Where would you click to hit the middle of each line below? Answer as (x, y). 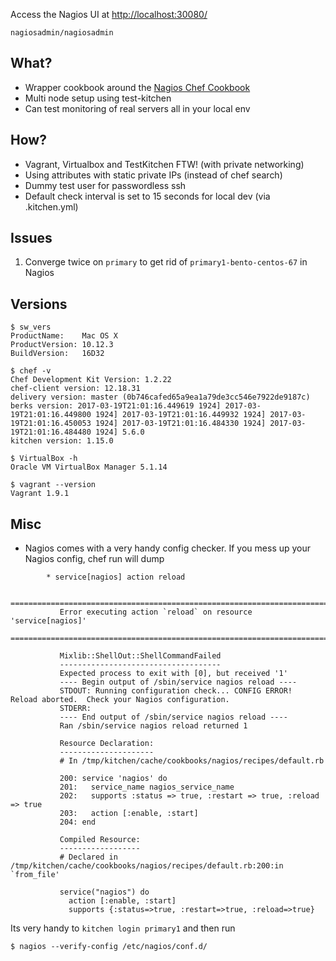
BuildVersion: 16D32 (57, 354)
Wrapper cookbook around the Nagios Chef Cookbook (137, 87)
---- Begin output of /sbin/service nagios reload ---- (178, 682)
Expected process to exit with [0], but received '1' (173, 674)
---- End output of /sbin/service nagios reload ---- (173, 717)
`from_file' (35, 875)
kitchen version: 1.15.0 (62, 441)
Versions (39, 304)
